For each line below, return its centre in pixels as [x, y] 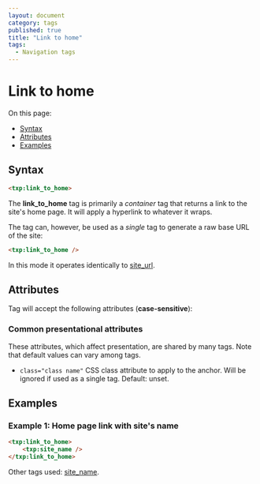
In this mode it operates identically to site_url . [82, 265]
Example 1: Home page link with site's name [93, 426]
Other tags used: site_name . [54, 471]
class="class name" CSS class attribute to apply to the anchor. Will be [133, 370]
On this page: [30, 113]
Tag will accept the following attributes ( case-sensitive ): [100, 309]
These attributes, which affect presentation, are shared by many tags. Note [130, 346]
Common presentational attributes [76, 329]
